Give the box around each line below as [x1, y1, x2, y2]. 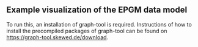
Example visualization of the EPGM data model [6, 5, 188, 15]
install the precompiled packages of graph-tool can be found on [6, 27, 167, 34]
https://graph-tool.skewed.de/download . [6, 33, 109, 41]
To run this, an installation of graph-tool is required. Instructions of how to [6, 20, 193, 28]
